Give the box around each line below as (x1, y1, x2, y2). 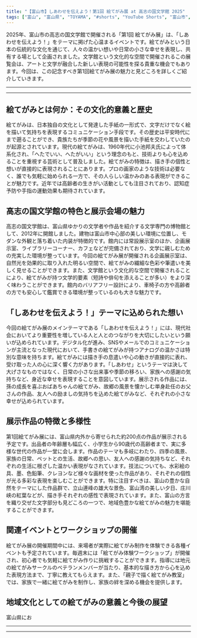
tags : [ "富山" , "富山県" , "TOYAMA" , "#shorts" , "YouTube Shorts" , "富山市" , (6, 14, 191, 20)
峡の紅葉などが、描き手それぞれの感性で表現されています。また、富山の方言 (6, 491, 191, 498)
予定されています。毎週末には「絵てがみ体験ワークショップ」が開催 (26, 549, 191, 556)
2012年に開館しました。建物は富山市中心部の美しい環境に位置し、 (21, 230, 182, 237)
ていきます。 (16, 74, 47, 82)
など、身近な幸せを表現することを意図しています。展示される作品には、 (16, 375, 191, 382)
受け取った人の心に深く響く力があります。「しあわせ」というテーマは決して (6, 361, 188, 368)
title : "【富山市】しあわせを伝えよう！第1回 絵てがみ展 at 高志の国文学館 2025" (6, 8, 186, 15)
